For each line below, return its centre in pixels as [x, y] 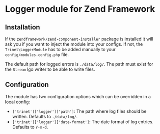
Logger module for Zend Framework [80, 9]
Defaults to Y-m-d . [30, 127]
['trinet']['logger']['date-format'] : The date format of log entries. [83, 122]
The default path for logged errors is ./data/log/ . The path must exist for [79, 64]
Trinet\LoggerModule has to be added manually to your [61, 49]
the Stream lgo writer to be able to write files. [50, 69]
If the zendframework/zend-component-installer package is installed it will [79, 39]
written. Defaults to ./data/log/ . [45, 116]
